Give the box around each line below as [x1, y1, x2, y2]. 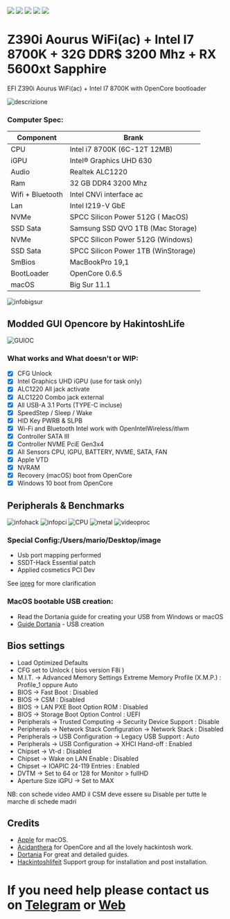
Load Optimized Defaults [17, 658, 89, 666]
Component [17, 133, 57, 142]
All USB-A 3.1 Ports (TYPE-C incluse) [17, 401, 123, 409]
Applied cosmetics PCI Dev [17, 566, 96, 574]
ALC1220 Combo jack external [17, 393, 104, 401]
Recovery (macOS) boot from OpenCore [17, 471, 133, 480]
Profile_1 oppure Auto [17, 680, 78, 689]
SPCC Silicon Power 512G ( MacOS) [69, 212, 189, 222]
